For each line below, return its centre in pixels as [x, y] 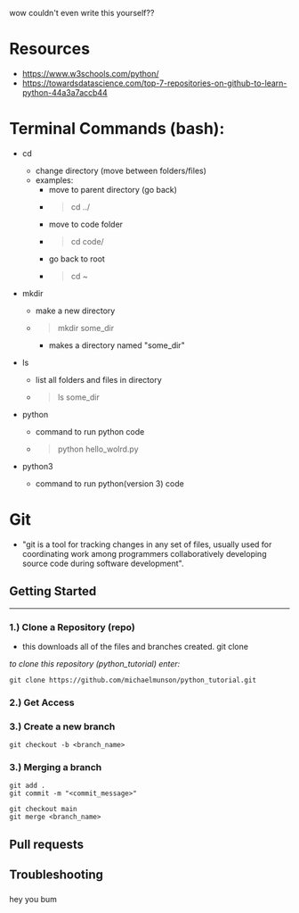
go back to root [77, 259]
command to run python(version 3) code [109, 483]
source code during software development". [103, 563]
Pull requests [47, 844]
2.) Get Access [42, 702]
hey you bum [33, 900]
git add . [28, 786]
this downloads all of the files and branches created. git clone [135, 646]
